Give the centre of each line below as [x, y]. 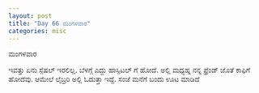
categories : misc [38, 31]
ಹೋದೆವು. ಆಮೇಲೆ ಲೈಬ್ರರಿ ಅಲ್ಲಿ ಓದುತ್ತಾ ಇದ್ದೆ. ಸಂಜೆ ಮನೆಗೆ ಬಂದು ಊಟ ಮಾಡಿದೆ [104, 79]
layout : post [30, 16]
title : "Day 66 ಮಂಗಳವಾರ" [50, 23]
